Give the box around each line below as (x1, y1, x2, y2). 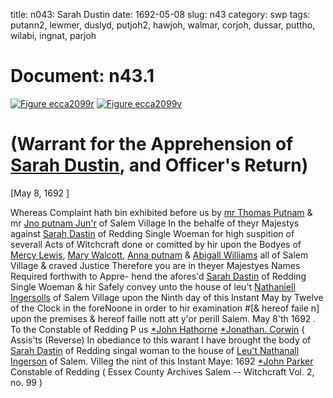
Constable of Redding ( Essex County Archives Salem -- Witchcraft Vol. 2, (10, 365, 315, 378)
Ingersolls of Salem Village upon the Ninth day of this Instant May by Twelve (10, 291, 324, 303)
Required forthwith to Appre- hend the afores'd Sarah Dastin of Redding (10, 270, 307, 282)
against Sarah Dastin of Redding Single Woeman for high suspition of (10, 227, 295, 239)
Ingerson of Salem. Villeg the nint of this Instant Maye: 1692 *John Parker (10, 355, 314, 367)
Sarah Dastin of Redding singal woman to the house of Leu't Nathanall (10, 344, 300, 356)
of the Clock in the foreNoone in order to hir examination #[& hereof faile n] (10, 302, 320, 314)
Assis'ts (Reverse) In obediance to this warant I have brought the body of (10, 334, 312, 346)
